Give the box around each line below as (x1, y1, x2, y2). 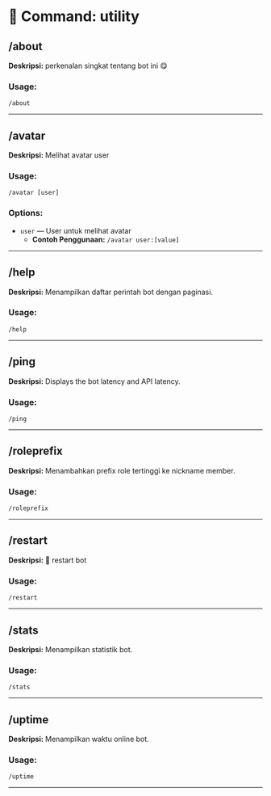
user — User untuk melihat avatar (19, 225, 131, 235)
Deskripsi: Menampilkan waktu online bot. (8, 735, 149, 744)
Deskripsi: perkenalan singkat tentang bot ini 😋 (8, 61, 168, 70)
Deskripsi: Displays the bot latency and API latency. (8, 376, 181, 386)
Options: (8, 208, 44, 219)
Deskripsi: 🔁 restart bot (8, 555, 87, 565)
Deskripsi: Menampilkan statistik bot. (8, 644, 133, 654)
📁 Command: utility (8, 7, 140, 26)
